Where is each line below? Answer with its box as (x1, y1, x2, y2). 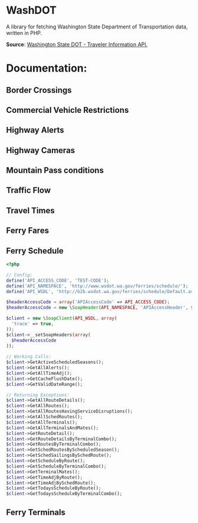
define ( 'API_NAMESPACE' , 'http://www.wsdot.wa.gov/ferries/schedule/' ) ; (6, 283, 189, 289)
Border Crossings (6, 85, 72, 95)
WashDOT (6, 4, 57, 17)
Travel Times (6, 205, 55, 216)
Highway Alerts (6, 125, 65, 135)
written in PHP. (6, 29, 42, 36)
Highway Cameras (6, 145, 75, 155)
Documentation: (6, 61, 87, 75)
